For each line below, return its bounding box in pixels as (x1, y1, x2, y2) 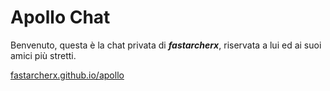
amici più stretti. (10, 49, 77, 61)
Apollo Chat (10, 6, 111, 29)
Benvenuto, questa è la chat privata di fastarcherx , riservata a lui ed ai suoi (10, 39, 322, 51)
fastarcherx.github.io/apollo (10, 69, 125, 81)
